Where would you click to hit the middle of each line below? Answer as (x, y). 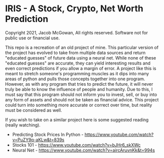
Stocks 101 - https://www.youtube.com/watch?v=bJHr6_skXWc (76, 145)
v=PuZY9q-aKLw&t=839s (38, 140)
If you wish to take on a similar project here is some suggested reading (77, 120)
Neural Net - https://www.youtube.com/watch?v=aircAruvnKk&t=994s (83, 150)
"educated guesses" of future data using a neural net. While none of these (81, 58)
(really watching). (23, 125)
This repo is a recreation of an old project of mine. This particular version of (82, 47)
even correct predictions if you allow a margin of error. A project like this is (81, 68)
